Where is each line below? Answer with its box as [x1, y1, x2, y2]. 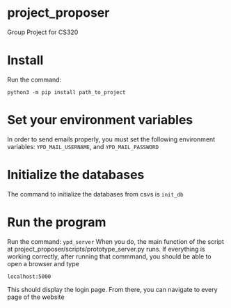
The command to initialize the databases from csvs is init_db [7, 190, 184, 198]
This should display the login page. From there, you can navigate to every [7, 285, 218, 293]
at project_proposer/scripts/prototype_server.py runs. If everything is [7, 245, 205, 253]
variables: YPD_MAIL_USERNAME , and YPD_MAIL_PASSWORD [7, 142, 159, 151]
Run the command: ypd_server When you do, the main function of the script [7, 237, 224, 245]
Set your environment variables [7, 112, 193, 128]
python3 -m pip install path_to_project [7, 88, 127, 95]
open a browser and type [7, 259, 80, 268]
